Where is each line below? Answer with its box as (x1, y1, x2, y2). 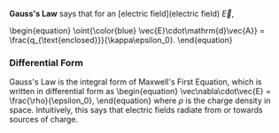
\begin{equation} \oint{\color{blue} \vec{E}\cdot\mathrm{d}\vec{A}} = (9, 26, 266, 35)
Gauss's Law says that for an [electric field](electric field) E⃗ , (9, 9, 235, 18)
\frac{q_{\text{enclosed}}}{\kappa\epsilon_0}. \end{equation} (9, 35, 233, 45)
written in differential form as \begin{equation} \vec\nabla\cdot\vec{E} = (9, 86, 272, 97)
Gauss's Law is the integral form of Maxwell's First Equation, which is (9, 77, 262, 87)
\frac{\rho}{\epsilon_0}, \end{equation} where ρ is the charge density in (9, 95, 271, 106)
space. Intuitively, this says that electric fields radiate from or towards (9, 105, 263, 115)
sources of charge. (9, 115, 79, 125)
